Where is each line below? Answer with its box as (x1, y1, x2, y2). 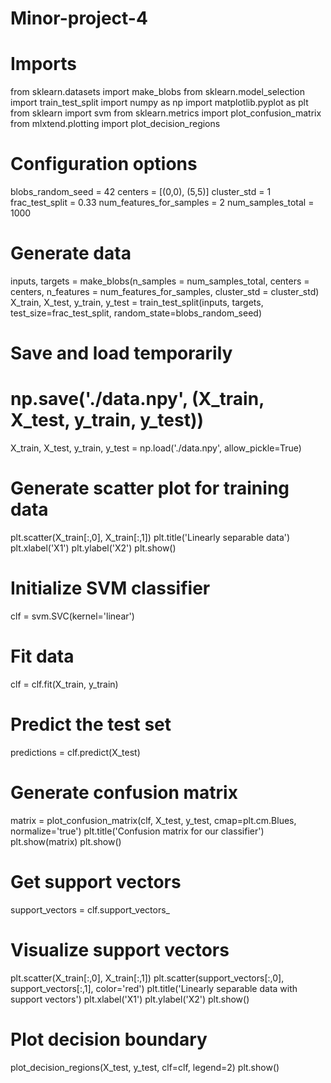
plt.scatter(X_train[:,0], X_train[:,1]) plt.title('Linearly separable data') (10, 532, 291, 544)
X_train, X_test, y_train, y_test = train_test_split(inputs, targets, (10, 297, 264, 308)
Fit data (10, 645, 75, 668)
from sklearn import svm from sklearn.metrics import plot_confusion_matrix (10, 107, 322, 119)
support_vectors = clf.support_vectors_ (10, 903, 170, 916)
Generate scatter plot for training (10, 477, 290, 500)
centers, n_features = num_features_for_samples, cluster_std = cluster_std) (10, 286, 320, 297)
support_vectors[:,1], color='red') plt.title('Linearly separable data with (10, 982, 298, 994)
